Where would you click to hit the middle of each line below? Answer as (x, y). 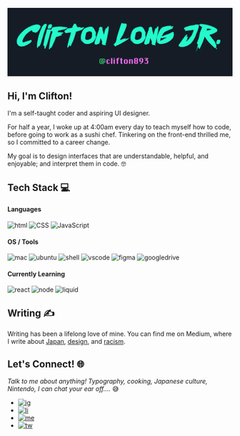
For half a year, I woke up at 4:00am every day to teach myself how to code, (119, 127)
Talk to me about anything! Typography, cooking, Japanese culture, (108, 381)
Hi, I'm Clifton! (40, 96)
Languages (24, 209)
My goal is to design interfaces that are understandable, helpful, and (108, 156)
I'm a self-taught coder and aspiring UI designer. (79, 113)
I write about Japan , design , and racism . (67, 342)
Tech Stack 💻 (39, 188)
